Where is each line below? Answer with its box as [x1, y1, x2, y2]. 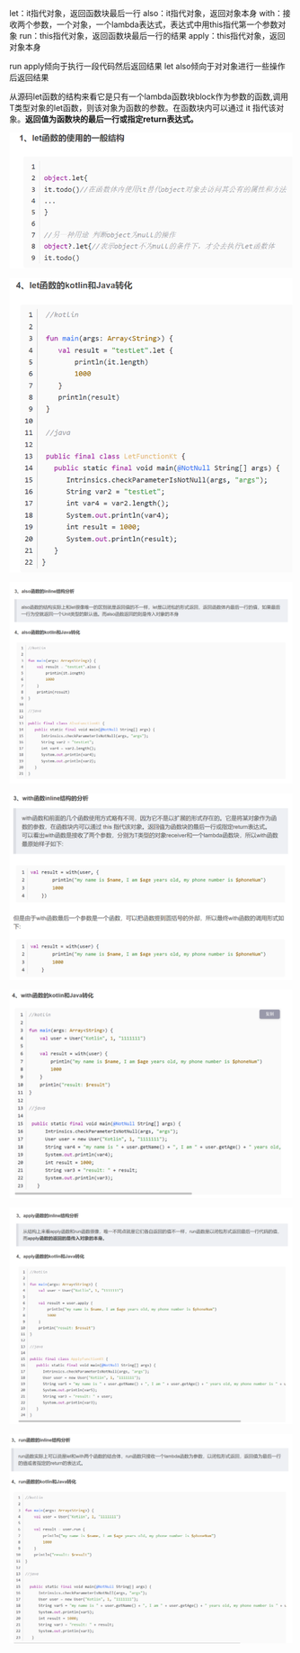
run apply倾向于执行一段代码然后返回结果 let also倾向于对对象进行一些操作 [9, 61, 286, 71]
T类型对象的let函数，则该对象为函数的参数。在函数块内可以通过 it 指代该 [9, 103, 277, 113]
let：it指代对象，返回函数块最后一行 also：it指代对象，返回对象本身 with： [9, 8, 283, 18]
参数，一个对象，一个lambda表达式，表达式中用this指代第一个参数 [32, 19, 278, 30]
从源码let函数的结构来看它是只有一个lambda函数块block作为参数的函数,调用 [9, 91, 289, 102]
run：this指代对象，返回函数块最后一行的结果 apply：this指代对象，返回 [19, 31, 286, 41]
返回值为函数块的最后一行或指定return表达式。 [25, 114, 199, 124]
